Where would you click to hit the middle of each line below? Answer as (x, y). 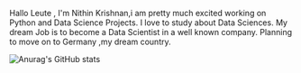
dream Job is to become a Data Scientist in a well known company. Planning (151, 32)
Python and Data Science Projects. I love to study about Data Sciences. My (149, 23)
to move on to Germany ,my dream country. (90, 41)
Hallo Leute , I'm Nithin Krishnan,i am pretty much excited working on (138, 13)
